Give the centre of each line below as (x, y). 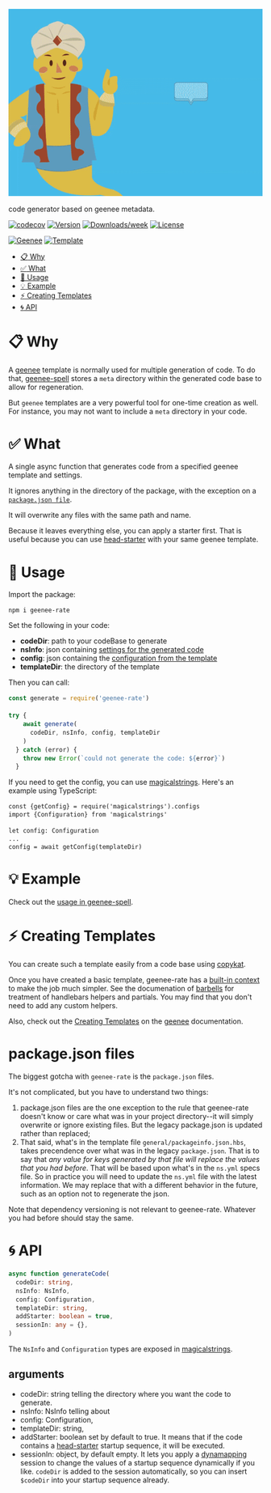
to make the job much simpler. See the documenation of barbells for (121, 989)
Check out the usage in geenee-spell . (71, 902)
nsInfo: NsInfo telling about (65, 1411)
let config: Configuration (54, 831)
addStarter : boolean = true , (65, 1317)
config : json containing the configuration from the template (119, 658)
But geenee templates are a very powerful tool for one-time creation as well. (133, 402)
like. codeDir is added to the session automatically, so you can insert (133, 1471)
